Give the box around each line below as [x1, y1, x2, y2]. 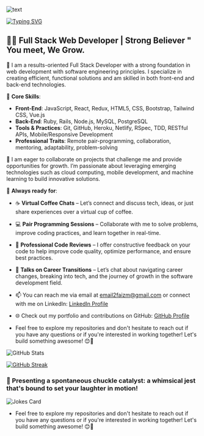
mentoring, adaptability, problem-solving [15, 143, 118, 151]
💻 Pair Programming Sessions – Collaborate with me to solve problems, [15, 220, 199, 228]
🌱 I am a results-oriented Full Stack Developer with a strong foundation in [6, 61, 191, 69]
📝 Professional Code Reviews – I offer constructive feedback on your [15, 241, 191, 248]
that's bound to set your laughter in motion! [6, 384, 139, 392]
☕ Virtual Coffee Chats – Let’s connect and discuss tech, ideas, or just [15, 199, 194, 207]
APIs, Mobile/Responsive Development [15, 131, 113, 138]
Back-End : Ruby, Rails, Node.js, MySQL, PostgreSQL [15, 117, 148, 125]
